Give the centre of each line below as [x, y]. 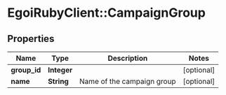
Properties [31, 39]
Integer [60, 70]
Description [128, 58]
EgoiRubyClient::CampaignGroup [106, 13]
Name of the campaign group [128, 81]
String [58, 81]
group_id [26, 70]
